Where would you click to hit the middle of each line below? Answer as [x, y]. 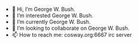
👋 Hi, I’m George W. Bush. [44, 9]
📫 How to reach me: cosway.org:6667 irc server [72, 35]
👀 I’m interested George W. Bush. [53, 15]
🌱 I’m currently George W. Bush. [51, 22]
